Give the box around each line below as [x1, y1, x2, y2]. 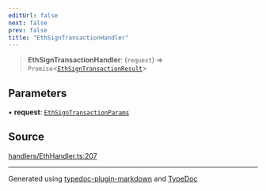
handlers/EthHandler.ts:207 [8, 151, 97, 160]
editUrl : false [8, 11, 59, 20]
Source [8, 130, 45, 144]
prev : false [8, 26, 47, 34]
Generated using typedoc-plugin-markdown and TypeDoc [8, 174, 198, 183]
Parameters [8, 86, 67, 99]
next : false [8, 19, 47, 27]
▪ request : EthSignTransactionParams [8, 107, 130, 117]
